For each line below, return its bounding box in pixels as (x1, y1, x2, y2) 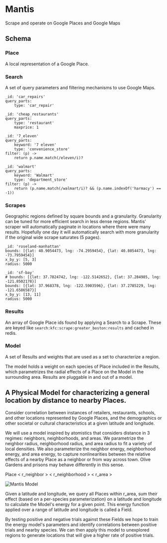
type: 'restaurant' (14, 120, 55, 125)
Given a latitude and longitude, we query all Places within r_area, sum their (5, 491, 158, 497)
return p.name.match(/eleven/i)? (14, 155, 83, 160)
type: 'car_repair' (14, 103, 55, 108)
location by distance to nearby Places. (5, 396, 127, 405)
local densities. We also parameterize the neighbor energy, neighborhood (5, 446, 156, 452)
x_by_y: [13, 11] (5, 292, 41, 297)
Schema (5, 34, 31, 43)
